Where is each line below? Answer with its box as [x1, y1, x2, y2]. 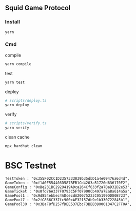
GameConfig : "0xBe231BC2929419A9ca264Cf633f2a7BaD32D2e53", [5, 185, 132, 190]
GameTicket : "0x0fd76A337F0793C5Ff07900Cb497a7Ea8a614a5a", [5, 189, 132, 194]
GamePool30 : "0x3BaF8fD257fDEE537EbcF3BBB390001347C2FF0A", [5, 202, 132, 207]
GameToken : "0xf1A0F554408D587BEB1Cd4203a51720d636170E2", [5, 180, 130, 185]
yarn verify [5, 125, 29, 131]
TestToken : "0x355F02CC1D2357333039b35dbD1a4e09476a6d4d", [5, 176, 130, 181]
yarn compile [5, 61, 32, 66]
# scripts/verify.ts [5, 121, 47, 126]
